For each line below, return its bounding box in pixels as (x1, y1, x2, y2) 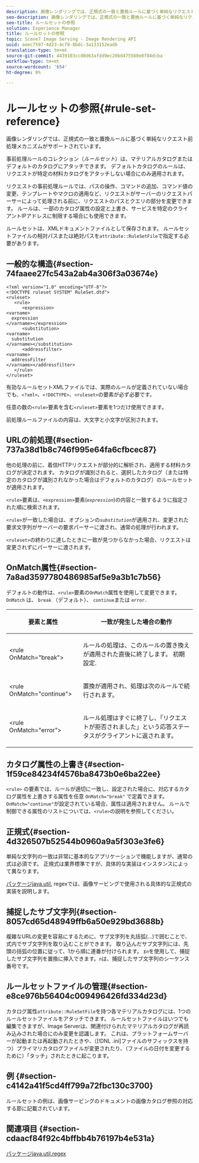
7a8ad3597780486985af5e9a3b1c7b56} (6, 572, 162, 582)
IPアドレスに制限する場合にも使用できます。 (21, 212, 130, 219)
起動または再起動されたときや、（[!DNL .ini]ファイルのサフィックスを (16, 1037, 184, 1044)
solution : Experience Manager (6, 25, 81, 31)
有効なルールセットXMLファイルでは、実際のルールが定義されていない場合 (6, 384, 188, 390)
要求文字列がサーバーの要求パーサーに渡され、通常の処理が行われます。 (6, 523, 182, 531)
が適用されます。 (6, 483, 47, 490)
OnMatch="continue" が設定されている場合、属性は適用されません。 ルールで (6, 800, 190, 807)
